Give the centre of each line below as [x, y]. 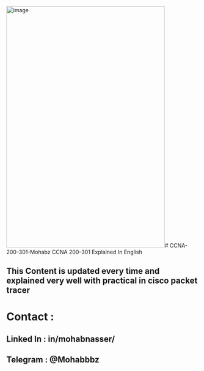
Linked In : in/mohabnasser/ [60, 339]
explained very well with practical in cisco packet [102, 281]
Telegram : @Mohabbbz [53, 360]
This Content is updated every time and [83, 271]
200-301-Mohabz [28, 252]
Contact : [30, 316]
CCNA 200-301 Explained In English [97, 252]
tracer [18, 290]
